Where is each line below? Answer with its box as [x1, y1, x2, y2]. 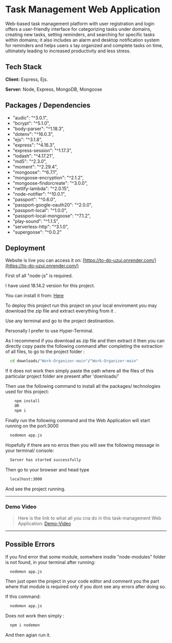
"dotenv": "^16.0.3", [12, 131, 54, 137]
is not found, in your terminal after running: [5, 559, 96, 565]
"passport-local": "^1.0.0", [12, 207, 68, 213]
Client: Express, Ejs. [5, 76, 48, 82]
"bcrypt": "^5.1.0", [12, 120, 50, 126]
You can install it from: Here [5, 293, 64, 299]
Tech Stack [5, 63, 42, 71]
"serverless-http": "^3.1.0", [12, 223, 69, 230]
